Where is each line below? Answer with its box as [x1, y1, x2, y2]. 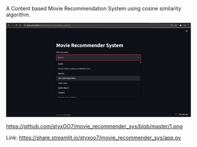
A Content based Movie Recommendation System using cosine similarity [6, 5, 182, 12]
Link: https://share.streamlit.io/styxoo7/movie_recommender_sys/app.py [6, 134, 181, 141]
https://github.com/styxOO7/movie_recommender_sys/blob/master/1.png [6, 123, 183, 130]
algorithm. [6, 11, 31, 18]
